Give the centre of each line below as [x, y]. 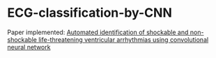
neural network [29, 47]
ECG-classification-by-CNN [90, 13]
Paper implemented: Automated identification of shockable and [98, 32]
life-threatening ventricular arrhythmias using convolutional [123, 39]
